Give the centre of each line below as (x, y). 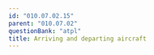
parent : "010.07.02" (43, 23)
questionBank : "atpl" (45, 31)
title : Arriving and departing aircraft (78, 38)
